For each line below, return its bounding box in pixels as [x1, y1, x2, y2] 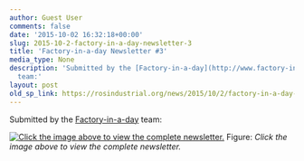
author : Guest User [9, 13, 83, 23]
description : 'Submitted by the [9, 64, 131, 73]
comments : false [9, 22, 71, 31]
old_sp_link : [9, 89, 59, 98]
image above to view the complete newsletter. [9, 141, 181, 152]
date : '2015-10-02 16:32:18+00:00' [9, 30, 144, 39]
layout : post [9, 80, 59, 90]
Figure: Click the [225, 131, 288, 142]
